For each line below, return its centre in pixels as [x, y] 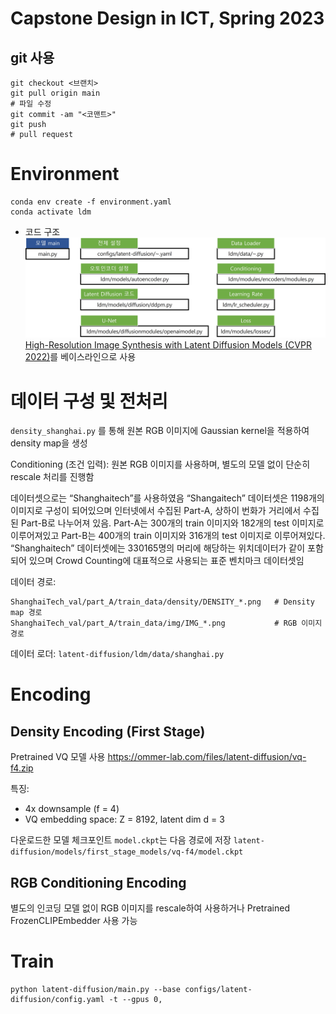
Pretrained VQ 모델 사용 [58, 757]
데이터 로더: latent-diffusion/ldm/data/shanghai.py [117, 654]
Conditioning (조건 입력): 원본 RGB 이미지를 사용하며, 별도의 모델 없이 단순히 [160, 464]
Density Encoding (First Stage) [108, 731]
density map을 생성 [49, 443]
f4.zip [22, 768]
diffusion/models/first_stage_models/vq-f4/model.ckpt [127, 852]
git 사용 [32, 57]
